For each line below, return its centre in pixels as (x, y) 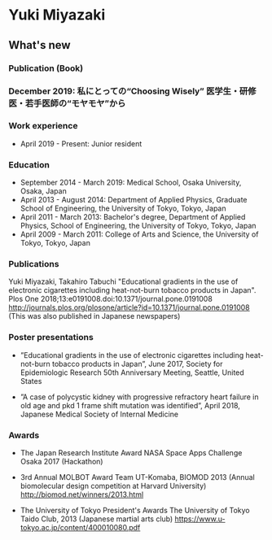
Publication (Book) (46, 68)
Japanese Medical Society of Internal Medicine (99, 414)
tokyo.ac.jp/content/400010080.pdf (80, 527)
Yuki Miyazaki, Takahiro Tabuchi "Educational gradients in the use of (123, 281)
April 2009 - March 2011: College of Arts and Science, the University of (139, 234)
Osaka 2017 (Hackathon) (61, 461)
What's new (39, 45)
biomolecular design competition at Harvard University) (113, 486)
